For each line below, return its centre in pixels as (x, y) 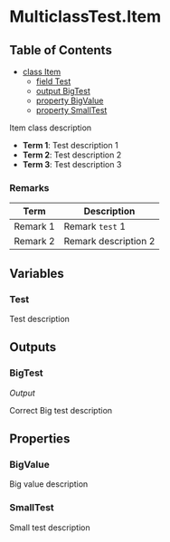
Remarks (29, 187)
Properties (40, 439)
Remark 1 (35, 226)
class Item (42, 71)
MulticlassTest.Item (85, 17)
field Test (53, 81)
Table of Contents (61, 50)
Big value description (49, 484)
